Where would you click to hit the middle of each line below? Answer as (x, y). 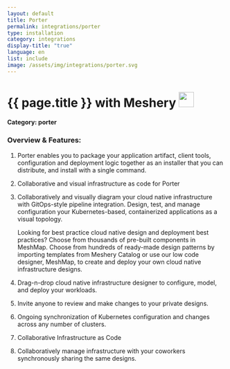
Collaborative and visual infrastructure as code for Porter (98, 183)
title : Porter (28, 20)
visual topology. (40, 219)
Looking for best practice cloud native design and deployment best (113, 232)
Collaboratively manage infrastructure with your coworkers (101, 351)
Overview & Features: (44, 141)
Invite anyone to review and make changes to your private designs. (113, 303)
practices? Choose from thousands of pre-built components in (106, 240)
